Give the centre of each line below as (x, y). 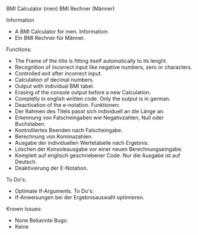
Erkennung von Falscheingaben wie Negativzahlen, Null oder (89, 117)
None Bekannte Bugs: (41, 220)
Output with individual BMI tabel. (55, 86)
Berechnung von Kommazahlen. (54, 136)
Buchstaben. (30, 124)
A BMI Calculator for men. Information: (62, 31)
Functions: (19, 49)
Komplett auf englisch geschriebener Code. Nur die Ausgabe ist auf (98, 155)
